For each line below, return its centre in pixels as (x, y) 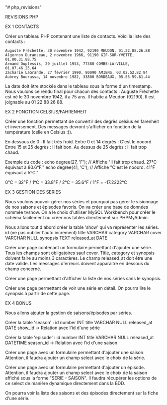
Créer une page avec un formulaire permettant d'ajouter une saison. (75, 352)
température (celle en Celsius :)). (39, 132)
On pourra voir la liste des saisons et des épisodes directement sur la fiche (82, 393)
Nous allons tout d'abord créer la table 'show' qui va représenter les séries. (82, 227)
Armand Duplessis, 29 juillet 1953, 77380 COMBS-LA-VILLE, (68, 64)
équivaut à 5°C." (22, 173)
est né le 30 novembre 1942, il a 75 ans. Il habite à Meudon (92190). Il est (80, 97)
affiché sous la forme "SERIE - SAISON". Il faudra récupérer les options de (81, 378)
